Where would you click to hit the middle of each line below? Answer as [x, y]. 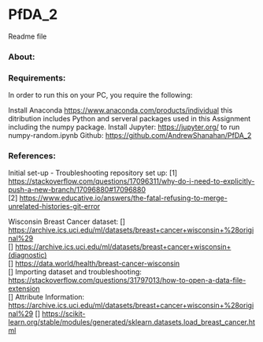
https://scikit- [64, 314]
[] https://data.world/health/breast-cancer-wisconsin [94, 264]
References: [32, 156]
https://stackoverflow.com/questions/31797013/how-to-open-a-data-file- [127, 281]
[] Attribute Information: [46, 297]
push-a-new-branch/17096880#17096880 [77, 190]
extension [24, 288]
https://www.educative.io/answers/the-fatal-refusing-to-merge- [124, 198]
